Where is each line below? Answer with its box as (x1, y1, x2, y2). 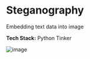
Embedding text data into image (6, 23, 84, 30)
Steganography (6, 4, 84, 17)
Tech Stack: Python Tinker (6, 34, 72, 41)
